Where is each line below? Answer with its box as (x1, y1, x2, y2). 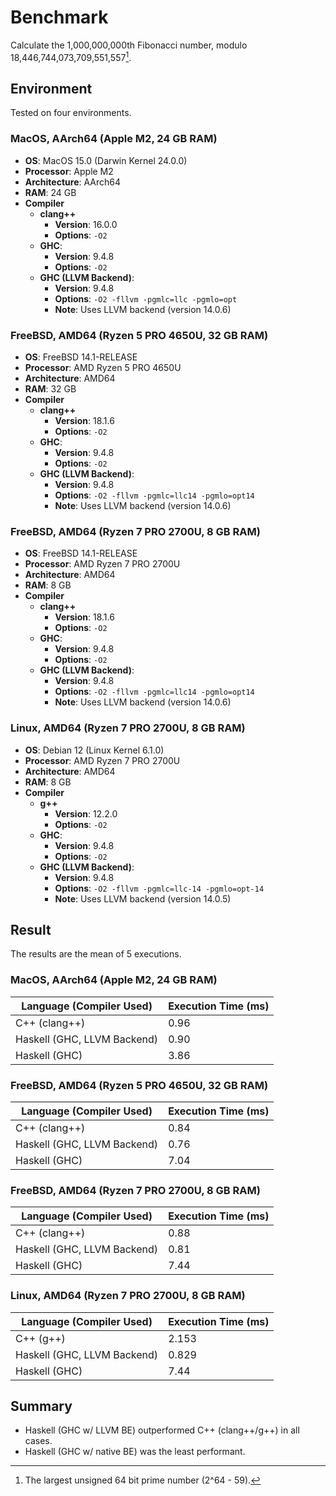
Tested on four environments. (10, 107, 132, 119)
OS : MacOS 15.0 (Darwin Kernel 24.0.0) (24, 154, 188, 166)
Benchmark (10, 6, 109, 29)
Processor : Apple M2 (24, 165, 114, 177)
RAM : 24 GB (24, 186, 77, 198)
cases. (24, 1435, 53, 1447)
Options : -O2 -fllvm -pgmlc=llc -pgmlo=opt (54, 292, 238, 305)
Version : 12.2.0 (54, 807, 118, 820)
